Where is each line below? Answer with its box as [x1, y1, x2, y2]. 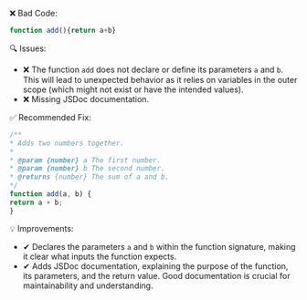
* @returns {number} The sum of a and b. [9, 172, 170, 181]
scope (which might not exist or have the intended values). [22, 84, 244, 95]
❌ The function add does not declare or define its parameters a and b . [22, 64, 284, 75]
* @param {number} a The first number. [9, 155, 162, 165]
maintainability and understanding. [22, 280, 153, 291]
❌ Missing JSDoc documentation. [22, 93, 149, 104]
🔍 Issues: [9, 43, 47, 54]
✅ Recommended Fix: [9, 111, 91, 122]
